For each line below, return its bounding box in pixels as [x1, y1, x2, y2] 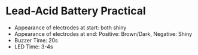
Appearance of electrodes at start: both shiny [14, 24, 127, 31]
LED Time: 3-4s [14, 43, 53, 50]
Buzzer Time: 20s [14, 36, 58, 44]
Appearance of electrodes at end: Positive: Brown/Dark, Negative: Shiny [14, 30, 193, 37]
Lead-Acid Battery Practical [5, 4, 146, 18]
